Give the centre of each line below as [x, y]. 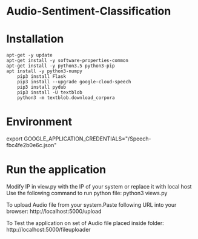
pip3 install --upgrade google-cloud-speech [74, 82]
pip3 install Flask [42, 77]
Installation [35, 39]
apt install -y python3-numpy [45, 71]
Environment [39, 122]
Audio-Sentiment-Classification [89, 11]
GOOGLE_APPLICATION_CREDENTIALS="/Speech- [87, 139]
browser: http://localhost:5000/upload [54, 211]
